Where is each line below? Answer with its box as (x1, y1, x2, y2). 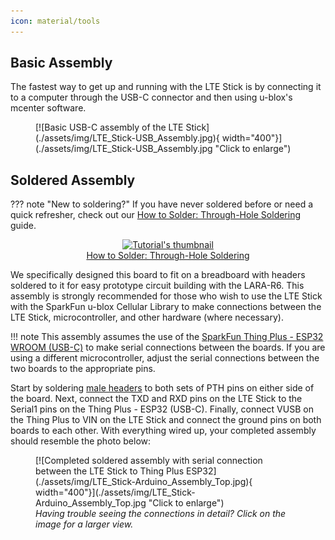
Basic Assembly (10, 55, 113, 72)
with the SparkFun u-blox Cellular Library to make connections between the (10, 301, 322, 313)
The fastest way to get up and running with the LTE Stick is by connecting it (10, 81, 322, 93)
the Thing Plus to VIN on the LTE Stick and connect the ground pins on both (10, 414, 322, 426)
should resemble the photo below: (10, 435, 152, 447)
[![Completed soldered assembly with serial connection (35, 455, 263, 467)
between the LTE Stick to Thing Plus (35, 465, 185, 477)
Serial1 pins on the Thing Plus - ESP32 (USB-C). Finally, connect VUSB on (10, 403, 314, 415)
